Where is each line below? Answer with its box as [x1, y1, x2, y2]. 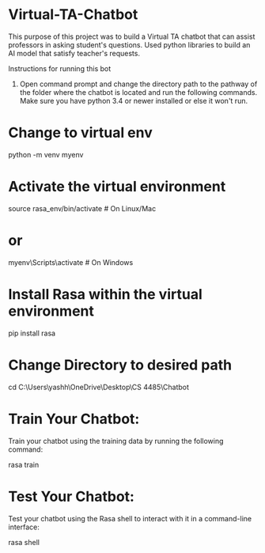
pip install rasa [8, 328, 56, 338]
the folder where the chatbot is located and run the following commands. [19, 87, 258, 97]
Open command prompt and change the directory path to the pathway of [19, 79, 258, 89]
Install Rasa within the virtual [8, 285, 203, 303]
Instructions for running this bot [8, 63, 112, 73]
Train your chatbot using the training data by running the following [8, 436, 224, 445]
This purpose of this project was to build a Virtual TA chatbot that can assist [8, 32, 256, 41]
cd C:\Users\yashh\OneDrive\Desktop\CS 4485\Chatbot [8, 382, 190, 392]
